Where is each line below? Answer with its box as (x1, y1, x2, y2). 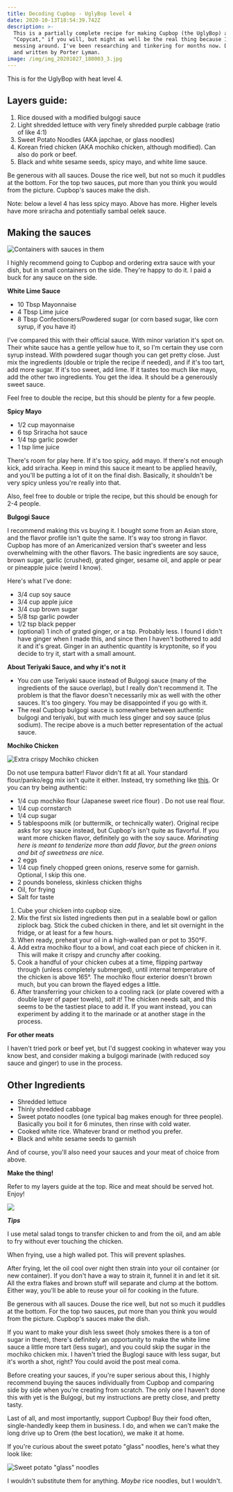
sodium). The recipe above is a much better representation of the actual (17, 721, 223, 729)
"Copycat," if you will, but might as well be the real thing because (13, 36, 222, 43)
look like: (7, 1450, 33, 1458)
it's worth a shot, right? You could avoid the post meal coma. (7, 1358, 180, 1366)
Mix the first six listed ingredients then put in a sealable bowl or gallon (17, 914, 217, 922)
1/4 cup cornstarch (17, 804, 71, 812)
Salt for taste (17, 893, 54, 901)
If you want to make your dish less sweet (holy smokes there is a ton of (7, 1328, 210, 1336)
